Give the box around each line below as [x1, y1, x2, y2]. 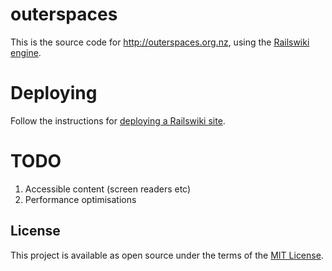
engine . [10, 46, 42, 58]
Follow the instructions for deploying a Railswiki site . [10, 114, 226, 127]
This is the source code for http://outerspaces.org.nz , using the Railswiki [10, 36, 310, 48]
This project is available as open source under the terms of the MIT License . [10, 249, 324, 261]
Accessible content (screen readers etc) [24, 183, 192, 195]
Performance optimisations [24, 193, 137, 205]
